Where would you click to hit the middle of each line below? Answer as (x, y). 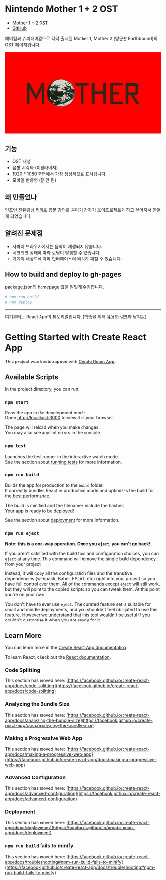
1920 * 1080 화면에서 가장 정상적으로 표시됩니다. (60, 174)
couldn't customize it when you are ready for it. (53, 620)
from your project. (23, 564)
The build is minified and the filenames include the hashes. (65, 505)
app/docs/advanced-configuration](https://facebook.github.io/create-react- (83, 794)
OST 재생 (21, 161)
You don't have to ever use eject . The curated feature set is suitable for (78, 604)
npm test (16, 446)
